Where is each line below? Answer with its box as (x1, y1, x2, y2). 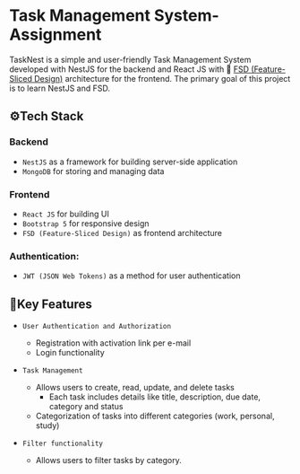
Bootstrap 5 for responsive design (21, 217, 150, 229)
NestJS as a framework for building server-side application (21, 156, 238, 167)
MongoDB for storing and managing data (21, 165, 165, 176)
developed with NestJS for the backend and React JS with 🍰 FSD (9, 64, 249, 75)
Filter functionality (21, 439, 103, 449)
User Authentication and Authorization (21, 322, 172, 331)
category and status (48, 401, 124, 412)
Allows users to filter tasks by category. (35, 455, 182, 466)
